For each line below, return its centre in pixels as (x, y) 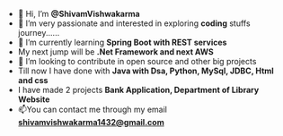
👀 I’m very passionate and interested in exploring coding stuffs (134, 23)
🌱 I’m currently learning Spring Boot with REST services (122, 42)
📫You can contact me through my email (93, 109)
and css (33, 80)
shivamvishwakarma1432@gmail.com (91, 122)
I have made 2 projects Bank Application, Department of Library (138, 90)
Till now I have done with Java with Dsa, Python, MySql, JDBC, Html (146, 71)
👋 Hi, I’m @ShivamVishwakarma (79, 14)
